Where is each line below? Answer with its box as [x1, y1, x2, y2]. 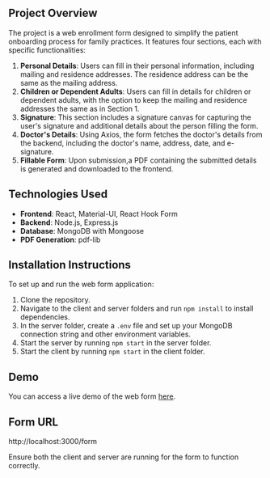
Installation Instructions [8, 258, 132, 272]
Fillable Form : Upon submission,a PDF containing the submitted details [19, 155, 257, 165]
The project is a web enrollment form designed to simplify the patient [8, 27, 238, 37]
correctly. [8, 461, 40, 471]
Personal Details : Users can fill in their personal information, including [19, 61, 255, 70]
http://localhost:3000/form [8, 437, 98, 446]
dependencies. [19, 312, 70, 322]
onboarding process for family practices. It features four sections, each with [8, 36, 262, 46]
